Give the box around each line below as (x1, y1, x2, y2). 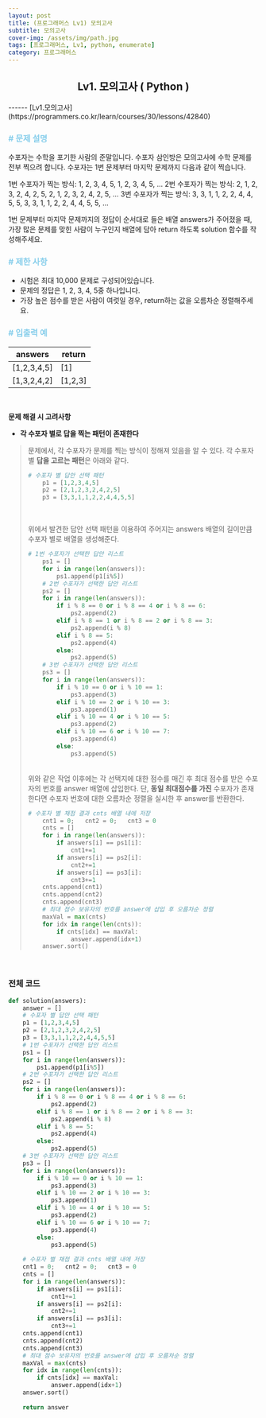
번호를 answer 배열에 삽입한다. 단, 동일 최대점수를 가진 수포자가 (42, 783, 240, 793)
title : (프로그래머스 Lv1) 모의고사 (8, 19, 113, 27)
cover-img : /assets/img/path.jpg (8, 33, 119, 42)
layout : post (8, 11, 52, 20)
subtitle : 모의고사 (8, 26, 66, 34)
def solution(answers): (8, 996, 87, 1004)
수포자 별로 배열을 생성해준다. (27, 534, 120, 544)
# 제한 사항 (8, 256, 48, 267)
